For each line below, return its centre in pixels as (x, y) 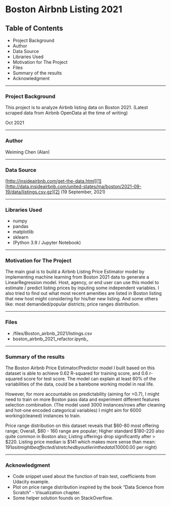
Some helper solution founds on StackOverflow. (63, 498)
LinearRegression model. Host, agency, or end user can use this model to (82, 283)
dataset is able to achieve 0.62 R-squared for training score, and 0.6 (77, 373)
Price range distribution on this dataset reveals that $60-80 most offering (82, 426)
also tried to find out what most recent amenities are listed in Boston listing (83, 293)
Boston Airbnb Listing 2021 (64, 9)
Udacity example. (31, 482)
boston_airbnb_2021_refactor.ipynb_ (50, 339)
